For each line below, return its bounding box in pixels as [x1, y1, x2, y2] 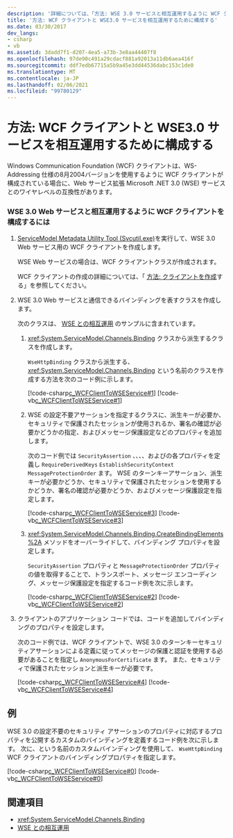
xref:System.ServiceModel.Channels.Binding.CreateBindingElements [27, 530, 224, 538]
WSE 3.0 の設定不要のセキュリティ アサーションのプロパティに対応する [7, 727, 210, 736]
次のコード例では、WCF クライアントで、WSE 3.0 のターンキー [17, 638, 199, 647]
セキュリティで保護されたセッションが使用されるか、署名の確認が [27, 419, 216, 428]
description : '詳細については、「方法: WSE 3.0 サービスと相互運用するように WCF [7, 10, 221, 17]
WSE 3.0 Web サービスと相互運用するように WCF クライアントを [7, 207, 225, 216]
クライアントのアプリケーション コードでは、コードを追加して [17, 615, 196, 623]
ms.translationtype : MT [7, 68, 76, 75]
